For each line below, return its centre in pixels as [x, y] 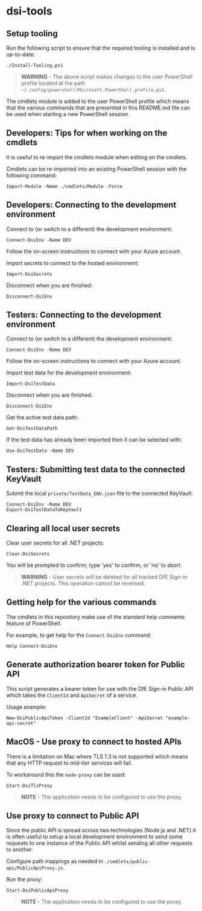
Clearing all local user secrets [63, 528]
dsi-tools [29, 11]
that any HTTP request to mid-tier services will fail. [69, 763]
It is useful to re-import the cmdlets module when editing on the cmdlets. [97, 157]
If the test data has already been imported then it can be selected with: [94, 440]
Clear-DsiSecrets [28, 554]
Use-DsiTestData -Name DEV [40, 451]
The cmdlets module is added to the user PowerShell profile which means [98, 101]
